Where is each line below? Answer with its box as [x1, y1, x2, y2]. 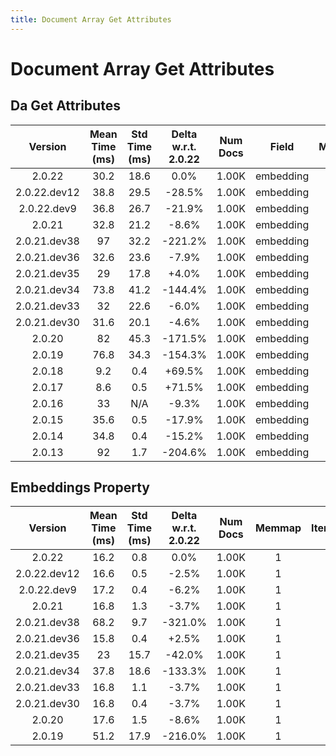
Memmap [255, 521, 302, 535]
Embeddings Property [10, 479, 150, 496]
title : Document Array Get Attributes [10, 14, 172, 25]
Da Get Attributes [10, 97, 121, 115]
